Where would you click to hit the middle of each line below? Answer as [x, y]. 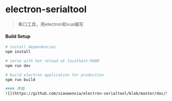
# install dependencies [31, 47]
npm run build [20, 80]
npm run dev [18, 66]
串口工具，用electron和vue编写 [51, 24]
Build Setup [18, 36]
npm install [18, 52]
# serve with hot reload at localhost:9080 [52, 61]
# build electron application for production [55, 75]
